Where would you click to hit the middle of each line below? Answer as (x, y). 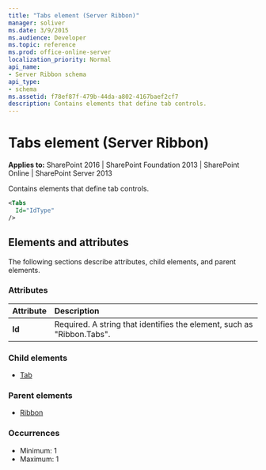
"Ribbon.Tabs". (82, 334)
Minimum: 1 (38, 450)
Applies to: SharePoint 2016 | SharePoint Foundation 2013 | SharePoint (124, 165)
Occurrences (34, 434)
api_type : (25, 81)
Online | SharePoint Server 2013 (60, 173)
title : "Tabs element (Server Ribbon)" (74, 15)
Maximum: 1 (39, 459)
